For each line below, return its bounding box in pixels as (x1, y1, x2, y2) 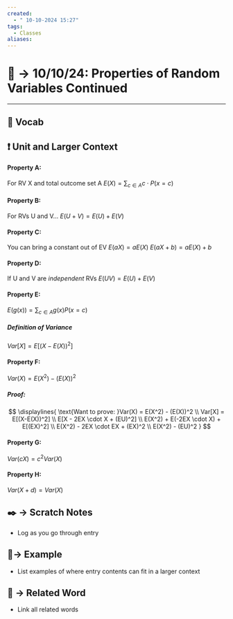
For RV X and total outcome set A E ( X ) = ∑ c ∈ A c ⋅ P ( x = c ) (7, 179, 174, 189)
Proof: (7, 390, 26, 398)
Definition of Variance (7, 323, 73, 332)
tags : (7, 23, 23, 30)
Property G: (7, 438, 42, 447)
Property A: (7, 163, 42, 172)
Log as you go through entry (17, 528, 99, 537)
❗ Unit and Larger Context (7, 141, 118, 152)
